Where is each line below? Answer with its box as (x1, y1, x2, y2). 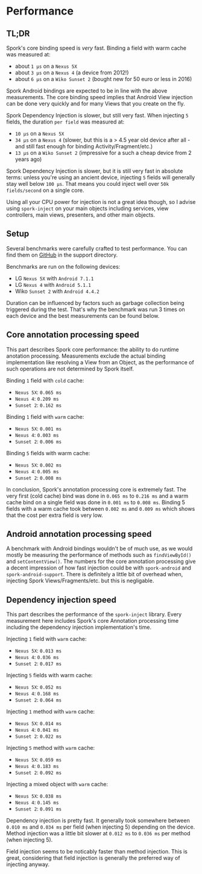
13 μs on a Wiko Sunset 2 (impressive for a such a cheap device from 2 (14, 149, 192, 156)
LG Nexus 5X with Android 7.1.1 (14, 274, 94, 282)
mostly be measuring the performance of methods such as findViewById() (6, 551, 192, 559)
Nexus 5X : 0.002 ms (14, 461, 62, 468)
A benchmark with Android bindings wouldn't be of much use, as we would (6, 545, 193, 552)
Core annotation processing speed (6, 330, 140, 340)
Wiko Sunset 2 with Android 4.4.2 (14, 287, 99, 295)
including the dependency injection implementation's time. (6, 623, 152, 631)
